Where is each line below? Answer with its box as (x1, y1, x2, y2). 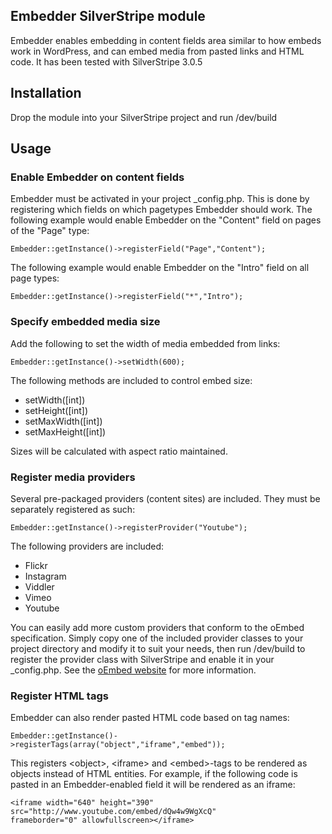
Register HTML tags (10, 689, 109, 703)
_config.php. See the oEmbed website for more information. (10, 664, 257, 676)
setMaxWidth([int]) (24, 415, 103, 427)
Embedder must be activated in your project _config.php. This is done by (10, 193, 310, 205)
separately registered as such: (10, 503, 136, 515)
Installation (10, 85, 82, 102)
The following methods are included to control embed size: (10, 374, 253, 386)
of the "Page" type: (10, 225, 90, 237)
